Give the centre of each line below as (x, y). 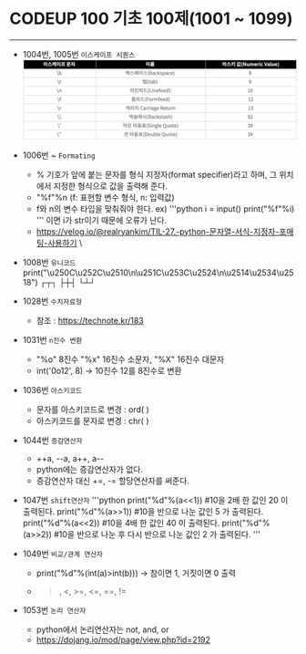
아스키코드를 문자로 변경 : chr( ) (92, 420)
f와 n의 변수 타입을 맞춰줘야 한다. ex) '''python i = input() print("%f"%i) (165, 208)
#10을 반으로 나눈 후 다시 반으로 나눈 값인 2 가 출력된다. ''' (157, 534)
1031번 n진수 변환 (52, 339)
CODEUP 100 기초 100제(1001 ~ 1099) (151, 19)
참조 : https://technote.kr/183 (90, 320)
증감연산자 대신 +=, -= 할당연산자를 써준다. (112, 481)
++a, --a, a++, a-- (70, 458)
